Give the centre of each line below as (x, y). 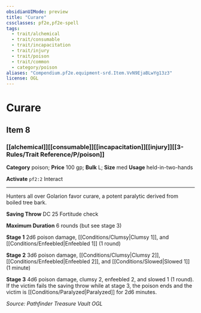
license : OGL (22, 78)
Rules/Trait (22, 154)
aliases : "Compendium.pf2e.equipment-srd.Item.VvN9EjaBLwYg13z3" (89, 73)
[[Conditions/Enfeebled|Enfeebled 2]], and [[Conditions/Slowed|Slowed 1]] (98, 261)
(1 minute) (19, 268)
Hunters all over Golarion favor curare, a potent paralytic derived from (92, 196)
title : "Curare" (26, 17)
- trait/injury (31, 51)
